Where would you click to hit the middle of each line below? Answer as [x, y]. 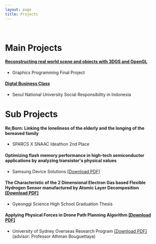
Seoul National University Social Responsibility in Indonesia [72, 95]
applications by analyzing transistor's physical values [61, 161]
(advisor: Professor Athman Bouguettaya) [54, 236]
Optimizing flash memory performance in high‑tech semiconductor [75, 155]
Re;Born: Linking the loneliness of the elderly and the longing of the [75, 128]
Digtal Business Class [28, 84]
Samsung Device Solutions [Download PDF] [56, 171]
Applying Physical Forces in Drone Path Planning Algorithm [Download [78, 215]
